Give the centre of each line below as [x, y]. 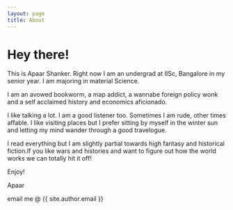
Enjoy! [16, 172]
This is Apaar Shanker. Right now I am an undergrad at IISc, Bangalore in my [116, 74]
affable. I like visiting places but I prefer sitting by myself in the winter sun [113, 123]
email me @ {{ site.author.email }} [55, 199]
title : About [26, 20]
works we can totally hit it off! [49, 159]
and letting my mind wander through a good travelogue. [87, 130]
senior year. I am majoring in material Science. [73, 81]
